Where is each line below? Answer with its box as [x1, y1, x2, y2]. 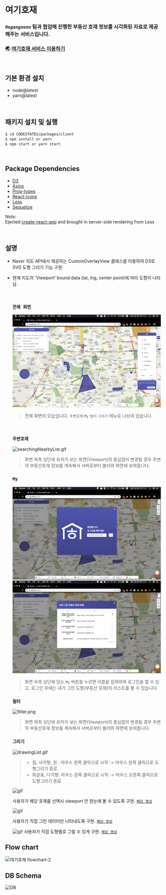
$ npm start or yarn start [5, 142, 61, 147]
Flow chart [5, 843, 39, 852]
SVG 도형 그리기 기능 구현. [12, 264, 64, 270]
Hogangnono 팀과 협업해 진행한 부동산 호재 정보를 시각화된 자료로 [5, 23, 148, 30]
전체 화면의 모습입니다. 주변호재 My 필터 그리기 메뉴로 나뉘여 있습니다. [24, 413, 153, 419]
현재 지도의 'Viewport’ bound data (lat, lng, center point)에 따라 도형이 [12, 275, 152, 281]
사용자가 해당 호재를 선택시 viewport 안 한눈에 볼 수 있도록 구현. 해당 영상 [12, 798, 152, 804]
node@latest [12, 87, 39, 93]
